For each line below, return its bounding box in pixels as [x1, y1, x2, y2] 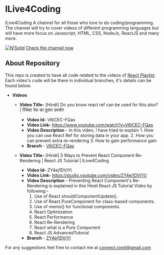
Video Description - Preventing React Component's [26, 177, 132, 183]
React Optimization [34, 209, 72, 215]
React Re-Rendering [34, 219, 75, 225]
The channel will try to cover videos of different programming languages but [5, 25, 159, 30]
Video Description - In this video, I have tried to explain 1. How [26, 127, 154, 133]
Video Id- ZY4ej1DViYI [26, 167, 72, 173]
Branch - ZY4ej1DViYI [26, 235, 71, 241]
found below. [5, 83, 31, 88]
